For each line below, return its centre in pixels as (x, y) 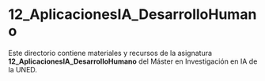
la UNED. (23, 69)
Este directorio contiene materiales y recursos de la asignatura (110, 53)
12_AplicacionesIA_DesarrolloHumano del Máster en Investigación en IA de (133, 61)
